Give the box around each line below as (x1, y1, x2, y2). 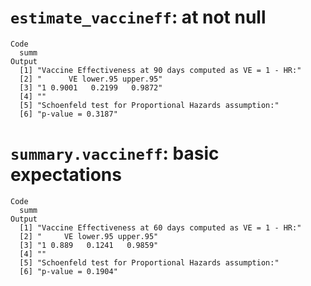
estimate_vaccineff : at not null (10, 6, 267, 29)
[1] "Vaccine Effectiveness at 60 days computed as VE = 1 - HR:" (19, 222, 302, 233)
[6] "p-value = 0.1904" (19, 266, 118, 276)
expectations (10, 164, 122, 186)
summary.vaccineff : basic (10, 142, 220, 165)
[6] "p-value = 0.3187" (19, 109, 118, 119)
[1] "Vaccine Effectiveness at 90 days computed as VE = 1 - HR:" (19, 65, 302, 75)
